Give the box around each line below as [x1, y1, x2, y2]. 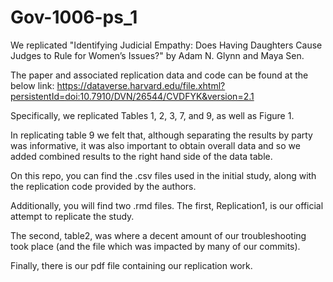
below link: [10, 79, 55, 91]
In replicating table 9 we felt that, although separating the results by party [10, 129, 313, 141]
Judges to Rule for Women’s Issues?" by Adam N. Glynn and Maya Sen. [10, 49, 305, 61]
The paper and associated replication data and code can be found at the [10, 69, 309, 81]
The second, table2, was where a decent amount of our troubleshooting [10, 229, 307, 241]
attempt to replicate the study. [10, 210, 135, 222]
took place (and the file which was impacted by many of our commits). [10, 240, 301, 252]
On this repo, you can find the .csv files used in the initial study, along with [10, 169, 317, 181]
